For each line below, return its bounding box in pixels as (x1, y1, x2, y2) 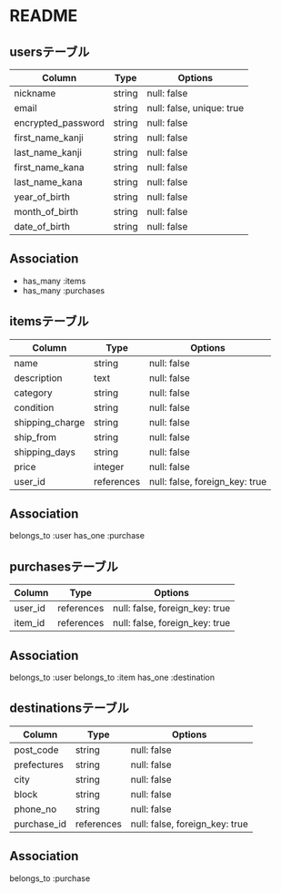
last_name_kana (14, 176, 84, 188)
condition (14, 401, 55, 414)
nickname (14, 87, 56, 99)
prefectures (14, 758, 65, 771)
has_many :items (22, 275, 86, 286)
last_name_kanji (14, 147, 82, 159)
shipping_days (14, 446, 75, 458)
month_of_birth (14, 206, 79, 218)
